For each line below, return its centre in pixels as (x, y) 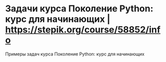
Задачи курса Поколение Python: (79, 9)
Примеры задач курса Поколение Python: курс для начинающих (75, 54)
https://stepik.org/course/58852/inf (83, 30)
